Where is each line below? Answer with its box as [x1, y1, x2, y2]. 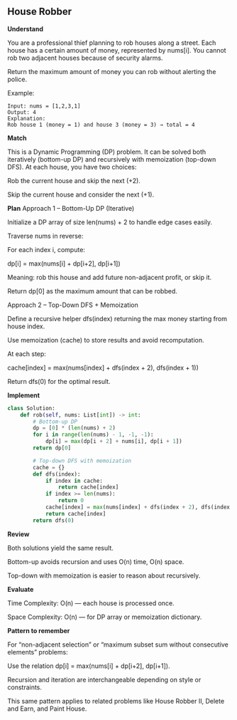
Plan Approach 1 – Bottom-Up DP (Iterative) [7, 204, 135, 212]
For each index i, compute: [7, 245, 85, 254]
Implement [7, 391, 40, 400]
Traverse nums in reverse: [7, 231, 84, 240]
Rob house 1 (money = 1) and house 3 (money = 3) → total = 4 [7, 121, 195, 128]
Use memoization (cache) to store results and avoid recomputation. [7, 335, 204, 344]
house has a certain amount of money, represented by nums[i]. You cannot [7, 46, 226, 54]
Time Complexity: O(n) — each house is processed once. [7, 598, 175, 607]
